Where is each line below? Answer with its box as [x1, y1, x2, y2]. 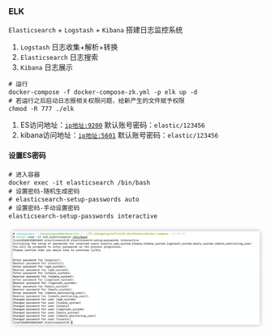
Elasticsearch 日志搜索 [19, 53, 99, 62]
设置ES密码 [8, 150, 46, 159]
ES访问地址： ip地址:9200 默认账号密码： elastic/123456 [19, 120, 205, 130]
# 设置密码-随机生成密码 [8, 187, 80, 195]
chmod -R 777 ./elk [8, 105, 75, 113]
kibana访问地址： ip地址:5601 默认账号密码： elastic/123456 [19, 130, 219, 140]
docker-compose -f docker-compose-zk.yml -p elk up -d [8, 88, 198, 96]
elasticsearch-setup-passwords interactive [8, 212, 158, 220]
